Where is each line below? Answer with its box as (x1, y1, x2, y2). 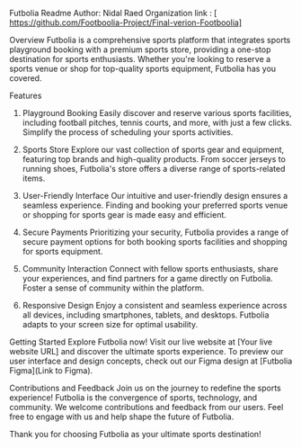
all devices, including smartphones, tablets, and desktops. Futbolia (22, 309, 270, 320)
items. (22, 173, 46, 184)
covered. (9, 73, 42, 84)
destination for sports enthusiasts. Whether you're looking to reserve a (9, 54, 271, 64)
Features (9, 90, 42, 101)
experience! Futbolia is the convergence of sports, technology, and (9, 392, 258, 403)
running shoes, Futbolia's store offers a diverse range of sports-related (22, 164, 286, 174)
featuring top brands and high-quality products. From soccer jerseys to (22, 154, 286, 165)
